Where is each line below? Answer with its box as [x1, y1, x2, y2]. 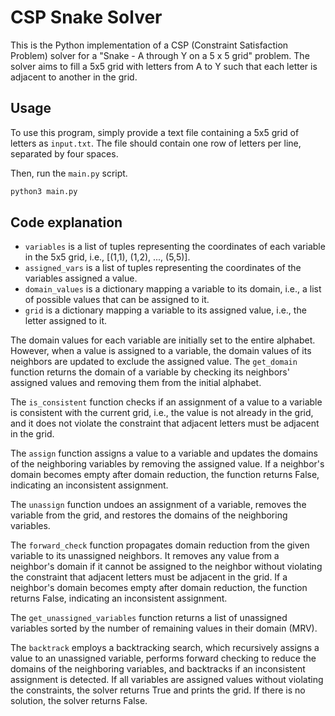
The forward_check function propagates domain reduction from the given [10, 539, 310, 551]
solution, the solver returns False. [10, 695, 148, 707]
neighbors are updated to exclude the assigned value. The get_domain [10, 356, 298, 368]
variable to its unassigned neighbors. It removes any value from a [10, 550, 280, 562]
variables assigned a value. [24, 272, 138, 285]
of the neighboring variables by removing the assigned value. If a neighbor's [10, 458, 325, 470]
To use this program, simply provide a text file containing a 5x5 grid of [10, 126, 300, 138]
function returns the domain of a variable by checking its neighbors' [10, 366, 290, 378]
